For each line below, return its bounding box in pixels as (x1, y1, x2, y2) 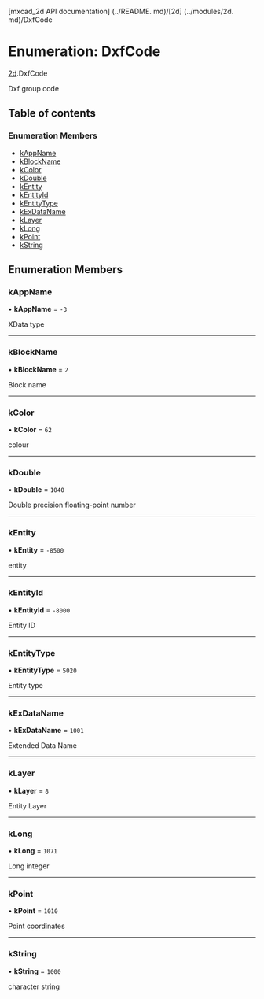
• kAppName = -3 (8, 305, 68, 314)
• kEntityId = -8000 (8, 605, 71, 615)
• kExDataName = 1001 (8, 726, 84, 735)
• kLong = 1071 (8, 845, 57, 855)
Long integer (8, 861, 49, 871)
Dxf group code (8, 83, 60, 93)
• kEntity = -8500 (8, 545, 64, 554)
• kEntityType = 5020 (8, 665, 77, 675)
